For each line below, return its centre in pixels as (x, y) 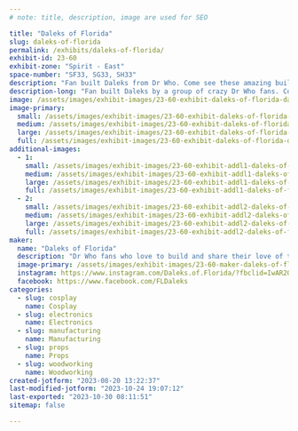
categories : (31, 290)
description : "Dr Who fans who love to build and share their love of (150, 257)
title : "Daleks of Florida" (61, 33)
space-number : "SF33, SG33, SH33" (73, 75)
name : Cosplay (51, 306)
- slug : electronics (55, 315)
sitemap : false (37, 405)
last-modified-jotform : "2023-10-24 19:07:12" (97, 389)
